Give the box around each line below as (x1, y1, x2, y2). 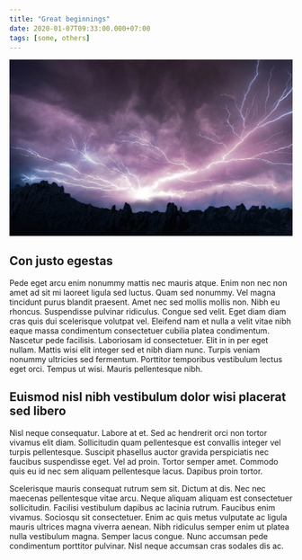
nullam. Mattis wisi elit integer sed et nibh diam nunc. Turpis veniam (9, 344, 261, 355)
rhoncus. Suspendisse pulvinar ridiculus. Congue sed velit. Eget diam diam (9, 306, 287, 316)
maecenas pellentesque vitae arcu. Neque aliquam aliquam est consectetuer (9, 493, 293, 503)
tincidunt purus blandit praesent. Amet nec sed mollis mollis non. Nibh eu (9, 297, 280, 307)
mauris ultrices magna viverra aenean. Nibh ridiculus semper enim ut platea (9, 521, 290, 532)
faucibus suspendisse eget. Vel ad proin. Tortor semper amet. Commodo (9, 456, 279, 467)
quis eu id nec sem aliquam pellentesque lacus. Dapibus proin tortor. (9, 466, 263, 476)
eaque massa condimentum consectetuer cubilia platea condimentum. (9, 324, 270, 336)
